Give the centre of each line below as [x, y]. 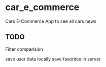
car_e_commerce [42, 7]
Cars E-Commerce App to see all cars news [51, 21]
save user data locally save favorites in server [53, 59]
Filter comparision [24, 49]
